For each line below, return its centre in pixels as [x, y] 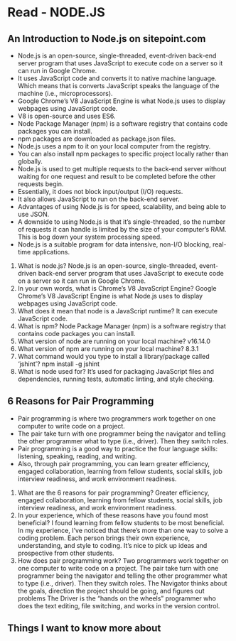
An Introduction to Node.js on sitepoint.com [107, 39]
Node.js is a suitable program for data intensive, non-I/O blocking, [114, 244]
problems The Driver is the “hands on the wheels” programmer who [117, 598]
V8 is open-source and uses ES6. [66, 116]
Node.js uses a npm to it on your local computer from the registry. [114, 146]
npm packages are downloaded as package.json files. [97, 139]
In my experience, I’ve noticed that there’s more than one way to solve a [123, 530]
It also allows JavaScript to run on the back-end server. [98, 199]
